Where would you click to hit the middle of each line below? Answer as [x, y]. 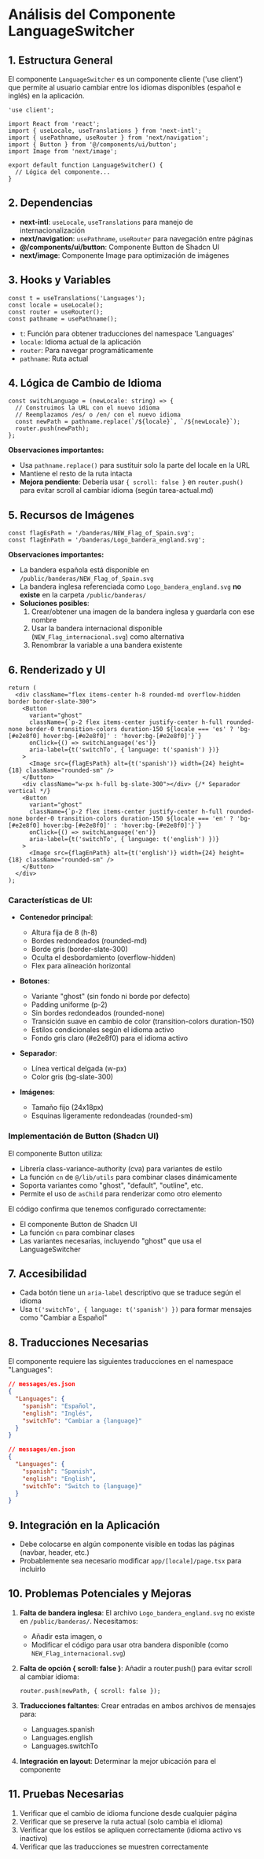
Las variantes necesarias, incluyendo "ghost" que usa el [110, 1240]
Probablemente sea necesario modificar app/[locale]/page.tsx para [130, 1561]
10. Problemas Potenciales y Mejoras [100, 1594]
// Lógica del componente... [63, 172]
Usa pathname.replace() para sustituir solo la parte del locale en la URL [134, 465]
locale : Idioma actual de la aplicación [80, 342]
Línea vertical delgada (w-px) [79, 1069]
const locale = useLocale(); [56, 305]
